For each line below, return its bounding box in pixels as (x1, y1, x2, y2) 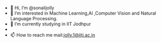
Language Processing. (10, 16, 58, 21)
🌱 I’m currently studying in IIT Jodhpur (10, 21, 91, 27)
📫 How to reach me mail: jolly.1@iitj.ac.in (10, 32, 96, 38)
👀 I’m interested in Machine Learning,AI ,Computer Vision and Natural (10, 10, 156, 16)
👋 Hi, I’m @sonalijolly (10, 5, 55, 11)
